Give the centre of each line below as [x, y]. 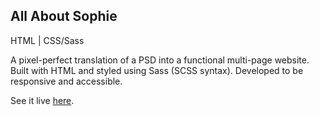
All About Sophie [64, 16]
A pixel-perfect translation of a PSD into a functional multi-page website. [160, 60]
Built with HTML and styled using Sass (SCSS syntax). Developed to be [157, 70]
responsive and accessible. [66, 81]
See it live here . [42, 100]
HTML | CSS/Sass [47, 40]
